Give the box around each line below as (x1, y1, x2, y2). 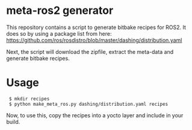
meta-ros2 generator (6, 4, 114, 18)
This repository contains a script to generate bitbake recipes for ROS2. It (6, 24, 187, 31)
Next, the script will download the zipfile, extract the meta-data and (6, 48, 174, 55)
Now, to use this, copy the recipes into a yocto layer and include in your (6, 111, 184, 119)
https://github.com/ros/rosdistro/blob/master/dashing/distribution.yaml (6, 36, 182, 44)
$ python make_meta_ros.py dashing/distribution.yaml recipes (8, 101, 169, 107)
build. (6, 118, 20, 125)
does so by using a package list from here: (6, 30, 112, 37)
